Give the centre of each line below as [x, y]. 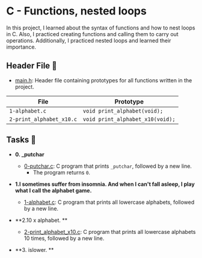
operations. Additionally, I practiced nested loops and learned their [89, 40]
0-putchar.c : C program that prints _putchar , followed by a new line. [108, 166]
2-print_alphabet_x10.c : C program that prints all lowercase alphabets [110, 232]
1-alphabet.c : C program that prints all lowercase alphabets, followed [109, 202]
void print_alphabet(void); [123, 111]
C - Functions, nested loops [77, 11]
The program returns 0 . [62, 172]
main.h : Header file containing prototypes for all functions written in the [103, 80]
